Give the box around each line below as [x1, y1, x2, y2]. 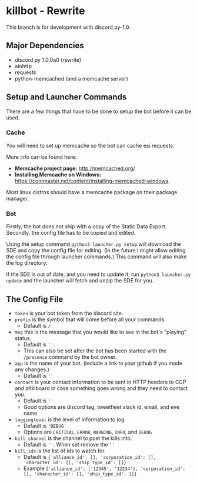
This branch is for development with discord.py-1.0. [6, 24, 131, 31]
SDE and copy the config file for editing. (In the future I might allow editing [6, 247, 186, 254]
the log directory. [6, 259, 48, 267]
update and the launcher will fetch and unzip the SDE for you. [6, 277, 154, 284]
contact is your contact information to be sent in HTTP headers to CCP [14, 378, 186, 385]
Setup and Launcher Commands [6, 92, 127, 102]
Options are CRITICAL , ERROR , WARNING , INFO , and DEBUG [23, 428, 152, 435]
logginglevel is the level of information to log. [14, 416, 126, 423]
